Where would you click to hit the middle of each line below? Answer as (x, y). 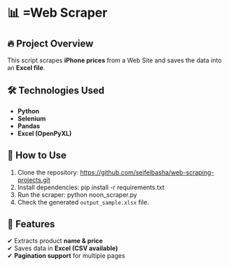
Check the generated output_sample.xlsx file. (83, 202)
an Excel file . (26, 68)
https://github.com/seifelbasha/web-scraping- (147, 172)
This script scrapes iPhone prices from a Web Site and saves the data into (114, 60)
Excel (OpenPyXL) (44, 133)
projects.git (34, 179)
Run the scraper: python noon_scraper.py (77, 194)
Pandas (29, 125)
